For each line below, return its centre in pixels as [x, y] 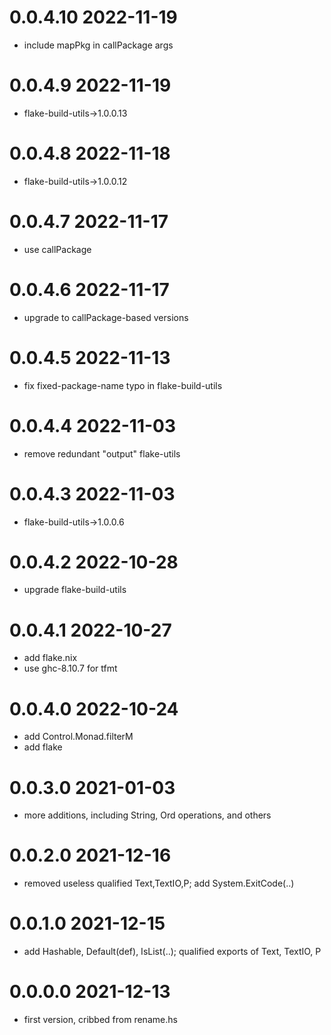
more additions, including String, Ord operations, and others [147, 815]
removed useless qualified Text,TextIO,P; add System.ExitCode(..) [159, 883]
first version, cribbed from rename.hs [100, 1020]
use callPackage [57, 249]
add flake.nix [50, 658]
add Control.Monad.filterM [78, 737]
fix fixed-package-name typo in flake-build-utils [123, 385]
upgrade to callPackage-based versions [106, 317]
